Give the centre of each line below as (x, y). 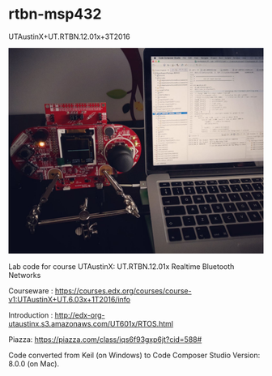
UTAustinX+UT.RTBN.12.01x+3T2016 (70, 36)
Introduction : (31, 315)
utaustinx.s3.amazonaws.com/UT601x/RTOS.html (91, 323)
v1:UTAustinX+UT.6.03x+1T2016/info (70, 299)
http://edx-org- (80, 315)
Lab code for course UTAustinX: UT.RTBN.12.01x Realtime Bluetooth (121, 266)
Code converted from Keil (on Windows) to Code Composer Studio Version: (134, 355)
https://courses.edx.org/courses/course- (123, 291)
